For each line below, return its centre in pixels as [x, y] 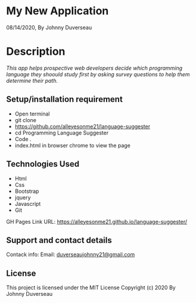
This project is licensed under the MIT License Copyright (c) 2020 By [91, 288]
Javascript [28, 204]
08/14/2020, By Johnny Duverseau [49, 27]
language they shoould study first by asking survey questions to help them [98, 74]
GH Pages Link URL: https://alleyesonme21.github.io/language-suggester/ [97, 221]
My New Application [57, 11]
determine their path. [32, 80]
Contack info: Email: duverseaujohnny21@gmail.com [71, 255]
